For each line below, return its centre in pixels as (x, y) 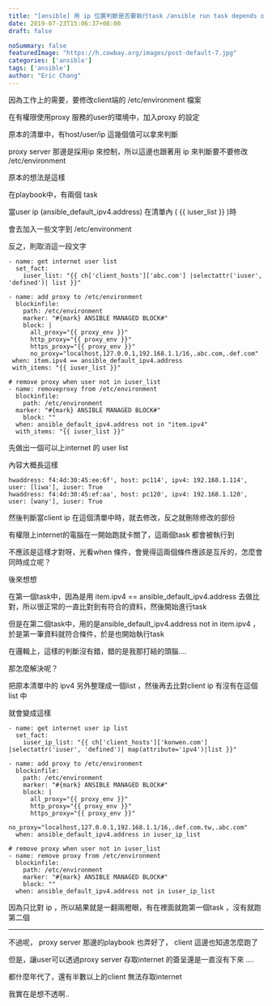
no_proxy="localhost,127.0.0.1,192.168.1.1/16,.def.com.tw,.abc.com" (128, 827)
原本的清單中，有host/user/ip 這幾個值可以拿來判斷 (93, 134)
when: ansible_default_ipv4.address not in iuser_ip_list (116, 891)
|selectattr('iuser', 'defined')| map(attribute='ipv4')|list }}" (123, 749)
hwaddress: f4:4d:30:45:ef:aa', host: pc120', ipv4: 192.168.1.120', (128, 494)
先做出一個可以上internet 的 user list (68, 447)
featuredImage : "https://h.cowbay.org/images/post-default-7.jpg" (123, 53)
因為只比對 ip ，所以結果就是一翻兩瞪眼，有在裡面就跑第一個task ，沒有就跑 (135, 907)
